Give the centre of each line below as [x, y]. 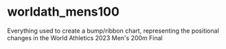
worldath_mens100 [64, 12]
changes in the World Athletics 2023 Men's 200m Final [85, 37]
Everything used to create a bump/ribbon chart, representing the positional [113, 31]
